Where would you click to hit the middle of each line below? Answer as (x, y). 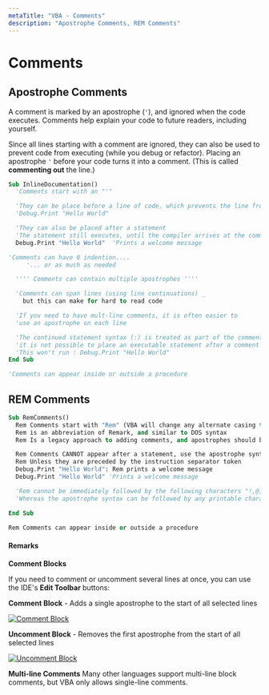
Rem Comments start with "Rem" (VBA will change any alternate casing (136, 425)
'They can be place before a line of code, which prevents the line (132, 206)
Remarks (24, 546)
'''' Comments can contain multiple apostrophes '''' (107, 279)
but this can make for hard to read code (92, 301)
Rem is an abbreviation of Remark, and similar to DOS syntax (121, 432)
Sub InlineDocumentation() (53, 184)
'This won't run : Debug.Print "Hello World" (93, 352)
